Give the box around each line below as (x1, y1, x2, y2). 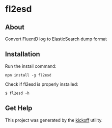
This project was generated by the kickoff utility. (5, 117, 103, 123)
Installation (5, 50, 40, 58)
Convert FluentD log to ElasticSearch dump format (5, 36, 107, 42)
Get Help (5, 104, 33, 112)
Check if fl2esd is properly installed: (5, 81, 79, 87)
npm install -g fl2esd (5, 73, 52, 77)
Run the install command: (5, 63, 56, 69)
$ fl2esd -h (5, 91, 29, 96)
